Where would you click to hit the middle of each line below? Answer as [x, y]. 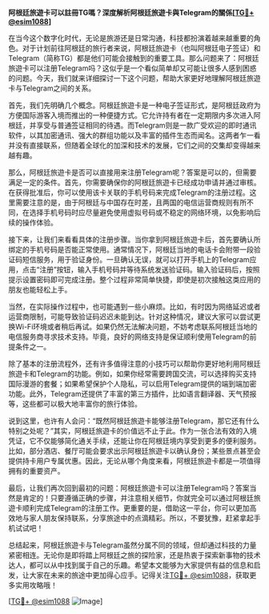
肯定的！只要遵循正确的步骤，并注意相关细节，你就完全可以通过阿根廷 [138, 498]
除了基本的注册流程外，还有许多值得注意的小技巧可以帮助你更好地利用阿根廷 [134, 364]
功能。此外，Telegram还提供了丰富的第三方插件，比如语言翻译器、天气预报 [132, 394]
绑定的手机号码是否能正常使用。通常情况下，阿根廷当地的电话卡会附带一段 [131, 249]
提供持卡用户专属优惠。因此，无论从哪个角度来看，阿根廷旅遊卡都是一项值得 [134, 461]
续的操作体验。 [33, 222]
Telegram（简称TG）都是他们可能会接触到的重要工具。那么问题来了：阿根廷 [134, 58]
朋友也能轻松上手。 [40, 289]
